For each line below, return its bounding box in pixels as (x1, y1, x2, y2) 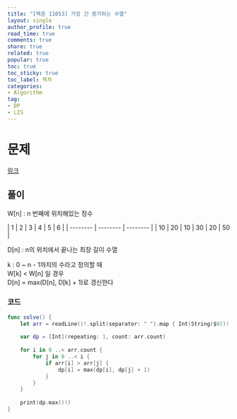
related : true (7, 50, 50, 57)
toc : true (7, 63, 37, 70)
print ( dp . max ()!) (20, 399, 71, 406)
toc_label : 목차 (7, 76, 52, 83)
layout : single (7, 17, 52, 24)
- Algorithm (7, 89, 42, 96)
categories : (7, 83, 42, 90)
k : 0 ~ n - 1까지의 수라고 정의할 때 (7, 260, 103, 268)
